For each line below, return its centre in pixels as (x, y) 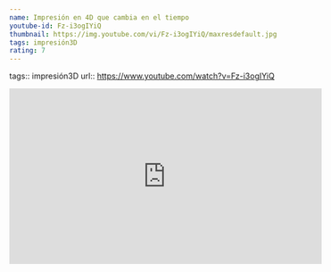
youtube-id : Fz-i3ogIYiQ (55, 26)
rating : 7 (28, 51)
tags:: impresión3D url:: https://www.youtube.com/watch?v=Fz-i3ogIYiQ (142, 76)
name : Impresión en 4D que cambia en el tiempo (99, 17)
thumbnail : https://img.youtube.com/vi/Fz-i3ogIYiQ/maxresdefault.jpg (143, 34)
